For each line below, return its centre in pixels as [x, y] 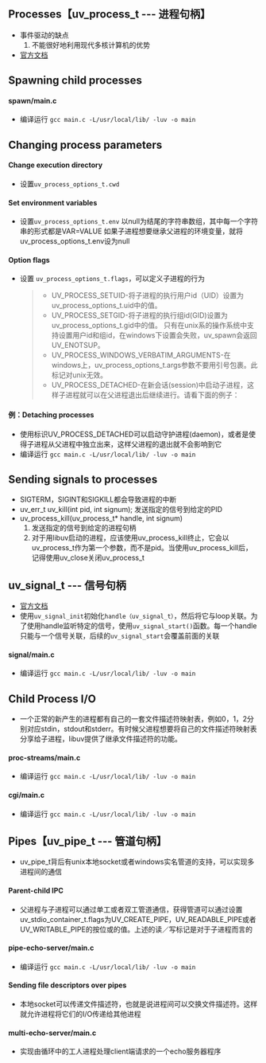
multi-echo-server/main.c [52, 1033]
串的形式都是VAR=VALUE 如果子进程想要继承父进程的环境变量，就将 [131, 231]
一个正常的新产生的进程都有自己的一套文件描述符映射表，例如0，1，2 [133, 719]
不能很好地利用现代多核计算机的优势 [91, 45]
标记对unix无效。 [79, 375]
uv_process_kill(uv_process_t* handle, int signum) [101, 518]
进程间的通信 [40, 872]
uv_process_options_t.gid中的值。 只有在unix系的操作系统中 [149, 326]
